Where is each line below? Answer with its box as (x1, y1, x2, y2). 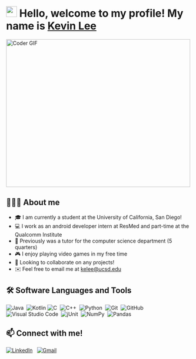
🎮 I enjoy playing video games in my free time (14, 250, 128, 257)
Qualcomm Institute (14, 231, 62, 238)
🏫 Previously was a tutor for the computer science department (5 (14, 237, 172, 244)
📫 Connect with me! (6, 328, 83, 338)
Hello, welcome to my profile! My (19, 7, 184, 20)
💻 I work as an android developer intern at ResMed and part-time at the (14, 222, 190, 229)
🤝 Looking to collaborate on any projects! (14, 258, 115, 266)
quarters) (14, 243, 38, 251)
